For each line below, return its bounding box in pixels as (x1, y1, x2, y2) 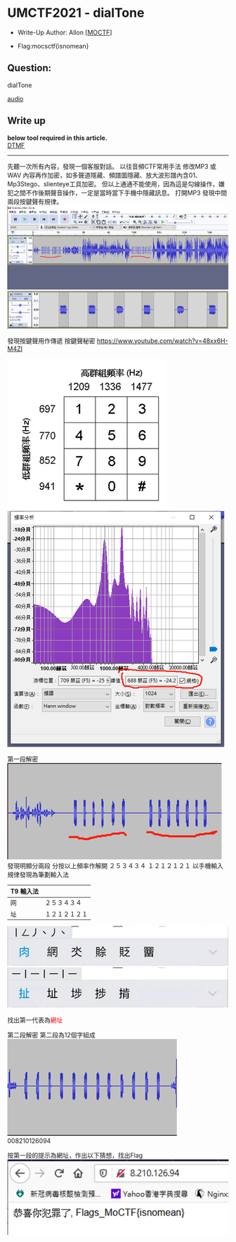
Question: (7, 62, 52, 75)
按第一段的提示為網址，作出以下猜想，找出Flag (7, 1151, 143, 1159)
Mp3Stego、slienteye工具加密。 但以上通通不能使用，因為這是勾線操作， (7, 179, 219, 188)
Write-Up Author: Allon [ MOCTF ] (17, 28, 112, 37)
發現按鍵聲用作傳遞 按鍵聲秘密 (7, 336, 96, 345)
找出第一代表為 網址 (7, 1016, 63, 1024)
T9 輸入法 (10, 887, 39, 895)
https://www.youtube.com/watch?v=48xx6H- (96, 336, 228, 345)
